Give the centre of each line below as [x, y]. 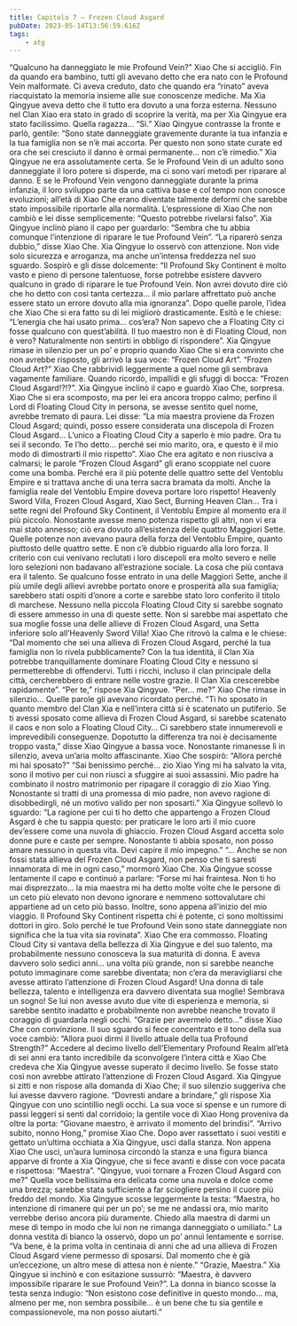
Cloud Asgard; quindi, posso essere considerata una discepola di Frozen [142, 426]
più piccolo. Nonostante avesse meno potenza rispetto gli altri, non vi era [143, 520]
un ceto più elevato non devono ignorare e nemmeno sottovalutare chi [137, 897]
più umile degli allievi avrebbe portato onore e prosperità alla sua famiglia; [144, 586]
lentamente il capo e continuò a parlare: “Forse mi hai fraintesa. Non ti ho [143, 879]
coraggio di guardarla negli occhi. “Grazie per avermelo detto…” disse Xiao [146, 1020]
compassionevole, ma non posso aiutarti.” [86, 1312]
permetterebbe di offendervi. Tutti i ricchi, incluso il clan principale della [141, 671]
